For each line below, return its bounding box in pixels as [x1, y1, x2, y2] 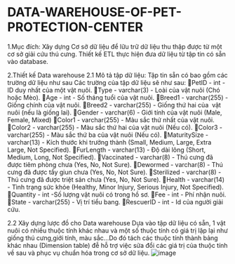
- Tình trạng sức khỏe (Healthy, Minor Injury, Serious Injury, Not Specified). [7, 183, 224, 191]
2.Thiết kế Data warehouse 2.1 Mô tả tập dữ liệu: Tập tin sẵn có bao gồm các [7, 71, 228, 79]
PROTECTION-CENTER [7, 19, 144, 35]
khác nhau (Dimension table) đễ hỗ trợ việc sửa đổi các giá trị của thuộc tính [7, 241, 228, 249]
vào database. [7, 57, 49, 65]
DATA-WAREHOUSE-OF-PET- [7, 4, 182, 20]
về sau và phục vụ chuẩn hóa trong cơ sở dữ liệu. [7, 249, 150, 257]
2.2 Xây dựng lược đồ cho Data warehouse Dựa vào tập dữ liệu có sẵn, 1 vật [7, 218, 226, 227]
